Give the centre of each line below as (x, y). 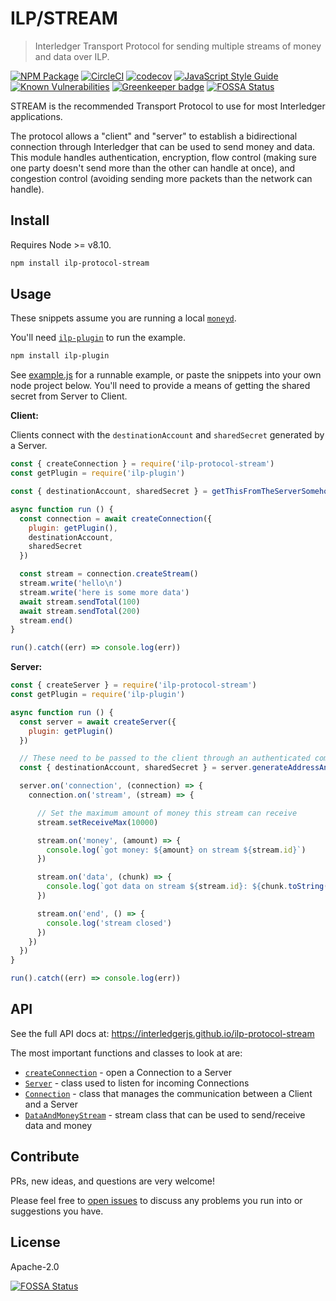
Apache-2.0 (35, 1266)
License (35, 1242)
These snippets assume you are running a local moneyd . (123, 318)
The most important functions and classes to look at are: (126, 1053)
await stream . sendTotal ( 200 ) (80, 611)
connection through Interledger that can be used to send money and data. (163, 146)
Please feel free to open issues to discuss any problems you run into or (156, 1200)
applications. (36, 116)
